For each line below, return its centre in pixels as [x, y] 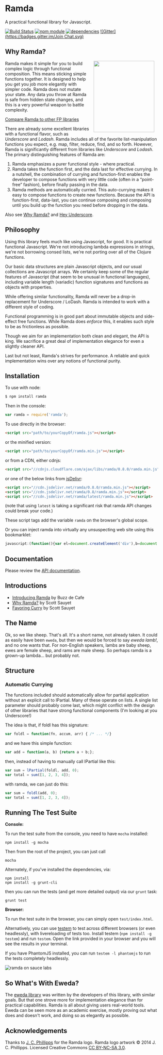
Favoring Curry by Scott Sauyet [43, 608]
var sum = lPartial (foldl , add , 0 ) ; [42, 770]
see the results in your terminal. [37, 944]
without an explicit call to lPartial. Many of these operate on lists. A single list [81, 700]
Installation [22, 376]
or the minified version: [28, 442]
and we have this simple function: [39, 743]
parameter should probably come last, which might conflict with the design [80, 705]
